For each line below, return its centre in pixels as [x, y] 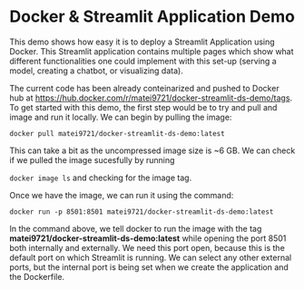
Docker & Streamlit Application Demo [152, 17]
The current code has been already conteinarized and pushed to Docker [144, 88]
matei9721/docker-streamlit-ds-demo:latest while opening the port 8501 [148, 238]
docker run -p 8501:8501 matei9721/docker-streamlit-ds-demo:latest [142, 212]
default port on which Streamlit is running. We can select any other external [151, 257]
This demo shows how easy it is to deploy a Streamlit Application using [142, 42]
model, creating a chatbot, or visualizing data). [96, 71]
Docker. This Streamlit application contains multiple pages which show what [152, 51]
